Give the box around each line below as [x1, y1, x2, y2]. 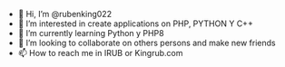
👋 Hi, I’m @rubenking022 [17, 9, 112, 19]
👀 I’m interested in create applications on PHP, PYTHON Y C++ [17, 18, 254, 29]
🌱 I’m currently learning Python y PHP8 [17, 28, 165, 38]
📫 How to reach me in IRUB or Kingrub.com [17, 48, 183, 58]
